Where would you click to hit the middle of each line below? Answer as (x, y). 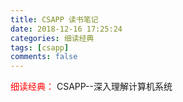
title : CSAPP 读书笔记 (54, 19)
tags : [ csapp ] (40, 47)
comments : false (44, 57)
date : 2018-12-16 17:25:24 (66, 29)
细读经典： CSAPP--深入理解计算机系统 (91, 87)
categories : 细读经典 (52, 38)
